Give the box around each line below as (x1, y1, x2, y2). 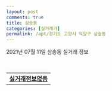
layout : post (6, 8, 39, 15)
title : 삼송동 (6, 20, 38, 26)
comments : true (6, 14, 44, 20)
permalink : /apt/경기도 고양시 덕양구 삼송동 (6, 31, 106, 37)
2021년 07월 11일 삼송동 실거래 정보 (6, 48, 89, 56)
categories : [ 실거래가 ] (6, 25, 61, 32)
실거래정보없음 (9, 75, 48, 83)
